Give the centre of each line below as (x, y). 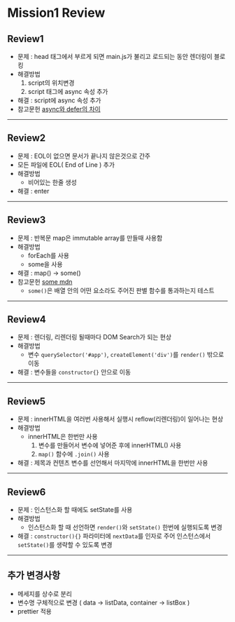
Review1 (26, 39)
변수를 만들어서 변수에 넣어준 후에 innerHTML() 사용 (110, 445)
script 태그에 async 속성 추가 (68, 92)
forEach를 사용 (49, 255)
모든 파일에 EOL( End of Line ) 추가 (66, 164)
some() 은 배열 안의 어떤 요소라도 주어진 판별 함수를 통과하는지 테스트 (121, 290)
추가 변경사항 (34, 575)
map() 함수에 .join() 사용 (74, 454)
